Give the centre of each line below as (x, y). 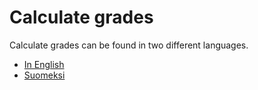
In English (44, 64)
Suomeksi (44, 75)
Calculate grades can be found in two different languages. (129, 45)
